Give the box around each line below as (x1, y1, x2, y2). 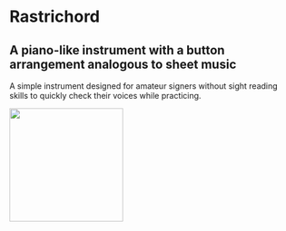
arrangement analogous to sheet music (9, 56, 237, 72)
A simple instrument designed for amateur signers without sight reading (9, 81, 279, 91)
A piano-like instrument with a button (9, 43, 225, 58)
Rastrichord (9, 6, 101, 27)
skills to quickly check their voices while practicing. (9, 91, 202, 101)
